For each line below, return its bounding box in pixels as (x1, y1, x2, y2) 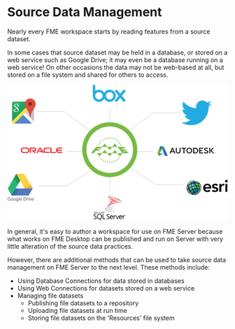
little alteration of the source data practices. (7, 242, 134, 250)
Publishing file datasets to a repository (27, 298, 139, 307)
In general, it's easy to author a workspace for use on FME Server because (7, 227, 223, 235)
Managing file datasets (17, 291, 84, 300)
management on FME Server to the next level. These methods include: (7, 263, 211, 271)
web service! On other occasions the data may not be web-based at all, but (7, 63, 225, 71)
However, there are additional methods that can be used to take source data (7, 256, 227, 264)
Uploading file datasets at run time (27, 306, 127, 314)
